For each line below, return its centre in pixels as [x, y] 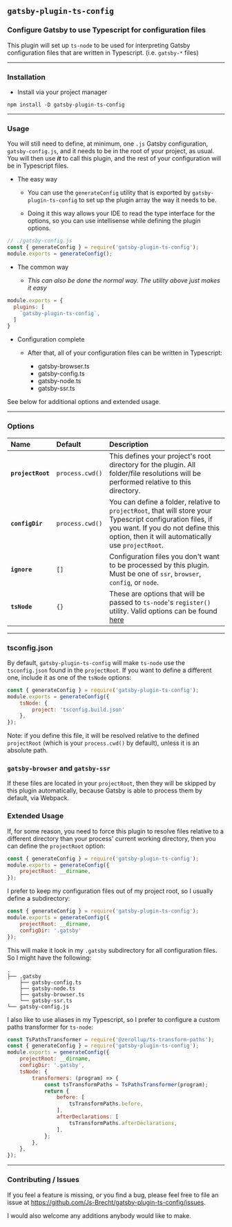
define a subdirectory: [39, 899]
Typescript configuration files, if [161, 519]
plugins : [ [29, 307]
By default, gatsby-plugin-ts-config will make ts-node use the [96, 662]
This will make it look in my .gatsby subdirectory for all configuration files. [112, 950]
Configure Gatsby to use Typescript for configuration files [107, 30]
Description [129, 444]
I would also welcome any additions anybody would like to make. [99, 1215]
